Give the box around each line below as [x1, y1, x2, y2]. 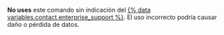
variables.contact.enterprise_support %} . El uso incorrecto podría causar [7, 13, 218, 21]
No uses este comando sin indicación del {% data [7, 6, 151, 14]
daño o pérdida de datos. [7, 21, 80, 28]
